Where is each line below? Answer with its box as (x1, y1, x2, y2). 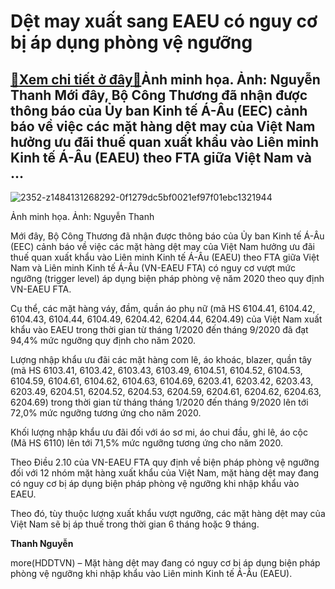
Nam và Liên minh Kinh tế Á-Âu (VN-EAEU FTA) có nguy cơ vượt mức (10, 262, 296, 274)
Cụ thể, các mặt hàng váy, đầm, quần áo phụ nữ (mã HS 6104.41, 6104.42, (10, 303, 316, 314)
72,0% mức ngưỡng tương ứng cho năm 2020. (10, 407, 202, 419)
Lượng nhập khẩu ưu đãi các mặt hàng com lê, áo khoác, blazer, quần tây (10, 354, 312, 365)
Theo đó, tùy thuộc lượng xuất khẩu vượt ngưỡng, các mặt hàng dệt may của (10, 508, 326, 519)
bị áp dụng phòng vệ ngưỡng (10, 31, 253, 54)
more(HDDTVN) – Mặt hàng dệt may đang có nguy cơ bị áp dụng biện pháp (10, 557, 321, 569)
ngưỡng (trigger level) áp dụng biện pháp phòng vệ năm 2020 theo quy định (10, 273, 325, 284)
